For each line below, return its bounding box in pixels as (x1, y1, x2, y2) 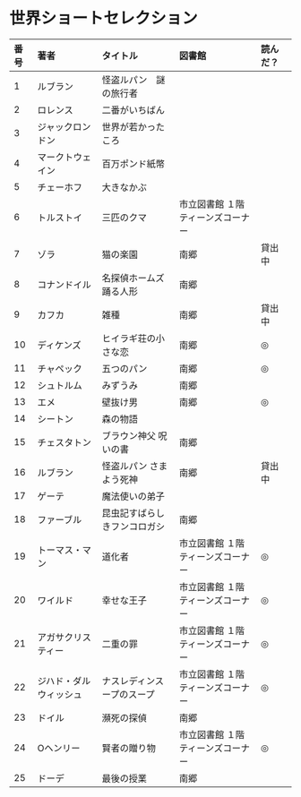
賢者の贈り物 (101, 741, 157, 754)
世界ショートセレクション (9, 8, 199, 29)
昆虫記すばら (101, 507, 157, 519)
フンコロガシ (110, 520, 166, 533)
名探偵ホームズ (101, 271, 165, 284)
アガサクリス (37, 630, 92, 643)
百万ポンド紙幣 (101, 158, 166, 170)
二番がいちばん (101, 104, 166, 116)
